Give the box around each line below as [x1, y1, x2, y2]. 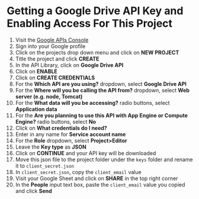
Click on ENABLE [15, 68, 58, 75]
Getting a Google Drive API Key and [7, 4, 184, 18]
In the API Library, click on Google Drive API [15, 61, 124, 69]
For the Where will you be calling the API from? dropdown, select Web [15, 86, 190, 94]
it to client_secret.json [15, 162, 75, 169]
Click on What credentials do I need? [15, 124, 107, 131]
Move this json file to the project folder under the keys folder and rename [15, 156, 193, 163]
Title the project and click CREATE [15, 55, 99, 62]
